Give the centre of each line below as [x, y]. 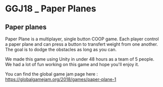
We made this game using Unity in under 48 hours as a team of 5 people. [80, 59]
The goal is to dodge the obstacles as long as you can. [61, 49]
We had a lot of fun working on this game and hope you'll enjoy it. [72, 64]
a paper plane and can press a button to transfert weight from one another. [81, 44]
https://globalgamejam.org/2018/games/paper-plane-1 [61, 79]
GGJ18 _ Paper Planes [51, 9]
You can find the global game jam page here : [52, 74]
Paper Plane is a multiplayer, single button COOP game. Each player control [82, 39]
